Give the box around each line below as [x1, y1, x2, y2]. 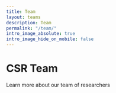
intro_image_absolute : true [6, 31, 76, 37]
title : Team [6, 8, 36, 15]
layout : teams [6, 14, 41, 20]
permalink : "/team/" [6, 25, 57, 31]
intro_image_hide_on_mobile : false [6, 36, 94, 42]
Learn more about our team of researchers [6, 81, 111, 88]
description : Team [6, 20, 51, 25]
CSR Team [6, 62, 58, 75]
